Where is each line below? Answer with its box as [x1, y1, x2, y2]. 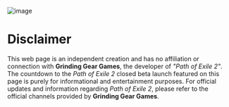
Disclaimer [7, 32, 72, 47]
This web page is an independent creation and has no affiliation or [7, 54, 199, 63]
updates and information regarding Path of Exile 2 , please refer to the [7, 84, 209, 93]
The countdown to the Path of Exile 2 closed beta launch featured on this [7, 69, 220, 77]
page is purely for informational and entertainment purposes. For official [7, 77, 217, 85]
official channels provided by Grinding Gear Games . [7, 92, 160, 100]
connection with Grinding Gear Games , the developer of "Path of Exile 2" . [7, 62, 223, 70]
